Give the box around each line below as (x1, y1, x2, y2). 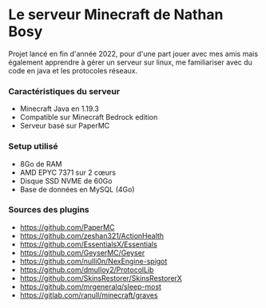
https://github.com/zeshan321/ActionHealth (19, 231, 165, 240)
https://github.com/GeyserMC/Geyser (19, 247, 145, 257)
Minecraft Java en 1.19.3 (19, 104, 100, 113)
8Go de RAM (19, 159, 62, 168)
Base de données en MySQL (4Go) (19, 184, 135, 194)
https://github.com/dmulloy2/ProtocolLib (19, 265, 154, 274)
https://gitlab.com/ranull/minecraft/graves (19, 290, 158, 300)
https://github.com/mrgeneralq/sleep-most (19, 282, 162, 291)
